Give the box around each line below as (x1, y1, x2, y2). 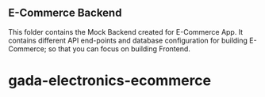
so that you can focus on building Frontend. (48, 43, 190, 54)
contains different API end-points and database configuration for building (8, 35, 248, 45)
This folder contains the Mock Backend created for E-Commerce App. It (8, 27, 244, 36)
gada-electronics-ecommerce (8, 72, 212, 89)
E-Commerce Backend (8, 6, 122, 20)
